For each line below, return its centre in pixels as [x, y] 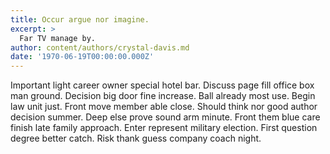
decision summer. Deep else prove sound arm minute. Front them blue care [165, 117]
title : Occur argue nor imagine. [80, 19]
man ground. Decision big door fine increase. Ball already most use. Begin [163, 96]
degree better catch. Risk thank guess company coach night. [136, 138]
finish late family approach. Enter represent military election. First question [164, 128]
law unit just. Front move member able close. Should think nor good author [164, 107]
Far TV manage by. [58, 38]
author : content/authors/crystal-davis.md [100, 47]
